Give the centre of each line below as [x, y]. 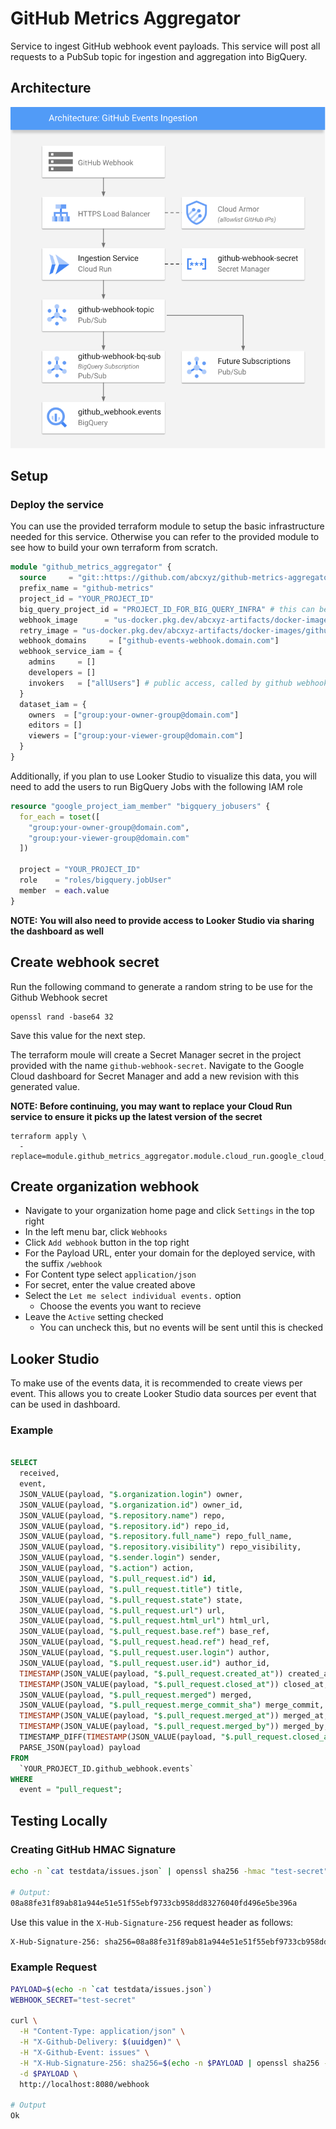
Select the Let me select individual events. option [133, 1296]
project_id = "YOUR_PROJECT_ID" [87, 598]
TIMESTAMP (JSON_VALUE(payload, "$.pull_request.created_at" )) [151, 1673]
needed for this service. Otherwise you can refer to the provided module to [165, 537]
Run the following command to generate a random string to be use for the [161, 986]
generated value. [45, 1086]
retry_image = [48, 630]
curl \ [24, 2021]
